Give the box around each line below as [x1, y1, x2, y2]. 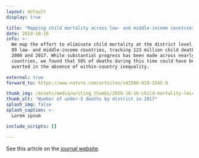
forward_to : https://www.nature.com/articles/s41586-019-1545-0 [6, 80, 168, 86]
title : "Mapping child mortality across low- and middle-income [6, 25, 168, 31]
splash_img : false [6, 102, 52, 108]
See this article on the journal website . [6, 145, 99, 152]
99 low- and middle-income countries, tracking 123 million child [11, 47, 179, 53]
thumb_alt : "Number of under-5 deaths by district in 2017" [6, 96, 158, 102]
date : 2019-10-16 [6, 30, 49, 36]
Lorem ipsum [11, 112, 41, 119]
